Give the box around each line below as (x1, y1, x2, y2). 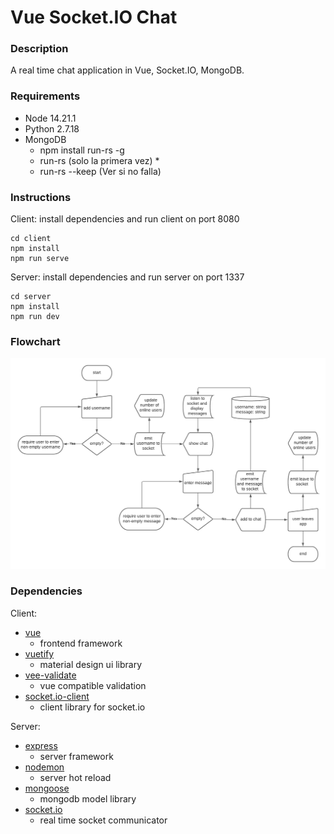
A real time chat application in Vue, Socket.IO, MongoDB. (10, 64, 245, 76)
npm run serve (10, 254, 70, 264)
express (24, 739, 58, 751)
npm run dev (10, 312, 60, 322)
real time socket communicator (39, 814, 168, 826)
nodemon (24, 761, 65, 773)
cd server (10, 292, 52, 302)
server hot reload (39, 771, 112, 783)
